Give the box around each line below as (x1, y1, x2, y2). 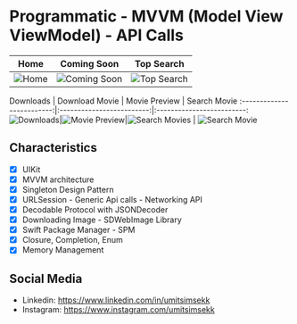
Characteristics (9, 140, 98, 155)
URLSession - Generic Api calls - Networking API (21, 194, 203, 204)
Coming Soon (60, 57, 120, 70)
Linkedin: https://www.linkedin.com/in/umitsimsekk (21, 295, 210, 305)
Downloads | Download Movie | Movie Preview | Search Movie (9, 96, 238, 106)
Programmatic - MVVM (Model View (9, 6, 284, 27)
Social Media (9, 270, 83, 287)
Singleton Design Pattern (21, 184, 114, 195)
